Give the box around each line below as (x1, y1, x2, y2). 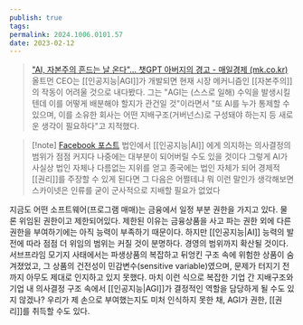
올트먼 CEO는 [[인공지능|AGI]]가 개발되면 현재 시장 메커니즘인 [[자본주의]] (31, 76, 293, 87)
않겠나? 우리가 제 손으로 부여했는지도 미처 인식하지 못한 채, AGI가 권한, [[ (18, 294, 276, 305)
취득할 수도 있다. (31, 306, 90, 317)
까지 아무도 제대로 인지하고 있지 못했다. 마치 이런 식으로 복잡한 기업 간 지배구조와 (9, 272, 294, 283)
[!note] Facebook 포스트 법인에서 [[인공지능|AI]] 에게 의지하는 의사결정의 (31, 140, 291, 151)
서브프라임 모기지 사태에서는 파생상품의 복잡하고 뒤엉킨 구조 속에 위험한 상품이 (9, 249, 285, 260)
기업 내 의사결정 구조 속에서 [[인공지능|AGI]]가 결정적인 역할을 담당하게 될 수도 (9, 283, 286, 294)
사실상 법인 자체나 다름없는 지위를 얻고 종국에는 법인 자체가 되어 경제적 (31, 162, 280, 173)
